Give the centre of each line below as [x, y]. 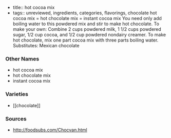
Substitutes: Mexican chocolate [46, 45]
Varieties [17, 94]
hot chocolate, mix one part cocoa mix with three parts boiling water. [85, 40]
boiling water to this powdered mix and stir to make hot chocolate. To [86, 24]
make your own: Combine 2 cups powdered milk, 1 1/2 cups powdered [87, 29]
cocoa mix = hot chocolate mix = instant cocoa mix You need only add [87, 18]
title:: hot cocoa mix [34, 7]
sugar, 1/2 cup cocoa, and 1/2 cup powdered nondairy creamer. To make [89, 35]
